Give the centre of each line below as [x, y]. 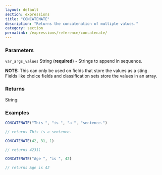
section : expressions [27, 14]
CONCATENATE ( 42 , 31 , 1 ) [30, 141]
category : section [24, 28]
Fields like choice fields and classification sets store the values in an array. [81, 76]
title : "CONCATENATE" [27, 19]
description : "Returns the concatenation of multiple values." [72, 24]
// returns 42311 [23, 150]
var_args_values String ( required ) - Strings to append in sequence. [74, 61]
